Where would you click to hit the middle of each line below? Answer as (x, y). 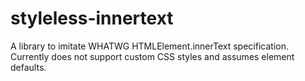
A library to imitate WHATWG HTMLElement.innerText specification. (149, 46)
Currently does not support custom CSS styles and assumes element (152, 56)
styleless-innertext (92, 18)
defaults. (28, 67)
